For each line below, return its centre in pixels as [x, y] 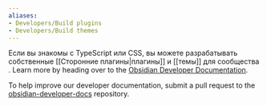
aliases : [23, 16]
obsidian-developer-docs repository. [69, 94]
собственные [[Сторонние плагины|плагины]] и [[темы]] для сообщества [134, 61]
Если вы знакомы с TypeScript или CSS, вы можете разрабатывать [123, 53]
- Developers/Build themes [53, 30]
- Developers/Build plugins [55, 23]
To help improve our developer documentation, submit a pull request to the [132, 85]
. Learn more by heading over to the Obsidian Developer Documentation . [128, 70]
